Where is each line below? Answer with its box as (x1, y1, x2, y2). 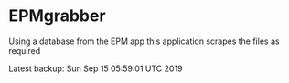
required (8, 45, 41, 56)
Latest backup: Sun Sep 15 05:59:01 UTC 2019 (8, 63, 184, 74)
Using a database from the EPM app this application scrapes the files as (8, 36, 280, 47)
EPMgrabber (8, 5, 106, 26)
